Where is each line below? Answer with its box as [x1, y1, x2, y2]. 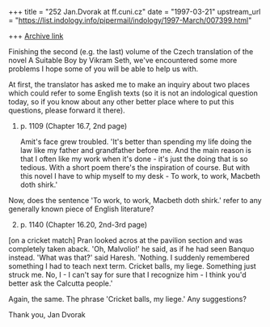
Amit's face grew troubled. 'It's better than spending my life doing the [19, 137, 252, 147]
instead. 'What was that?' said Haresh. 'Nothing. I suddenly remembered [8, 253, 251, 262]
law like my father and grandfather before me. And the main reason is [19, 146, 252, 155]
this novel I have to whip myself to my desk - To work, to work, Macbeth [19, 172, 260, 180]
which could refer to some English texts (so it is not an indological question [8, 88, 259, 98]
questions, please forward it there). [8, 105, 125, 115]
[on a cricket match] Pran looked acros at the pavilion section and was [8, 236, 243, 245]
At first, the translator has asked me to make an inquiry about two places [8, 80, 251, 89]
